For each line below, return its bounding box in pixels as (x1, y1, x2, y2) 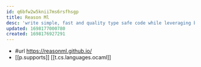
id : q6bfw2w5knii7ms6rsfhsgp (6, 8, 79, 15)
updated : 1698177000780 (6, 25, 66, 32)
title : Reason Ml (6, 14, 50, 20)
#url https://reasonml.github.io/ (14, 47, 92, 54)
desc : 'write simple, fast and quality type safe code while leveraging (6, 20, 191, 26)
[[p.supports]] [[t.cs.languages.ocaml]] (14, 54, 112, 61)
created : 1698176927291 (6, 31, 66, 37)
